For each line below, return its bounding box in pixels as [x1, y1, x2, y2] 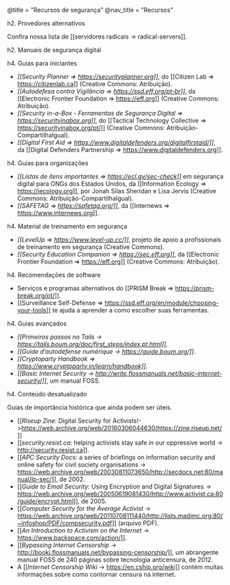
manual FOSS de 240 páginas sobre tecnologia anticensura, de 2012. [16, 555, 214, 564]
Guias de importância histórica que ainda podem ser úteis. [7, 403, 172, 412]
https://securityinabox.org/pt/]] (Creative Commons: [16, 124, 165, 131]
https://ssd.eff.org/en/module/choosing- [104, 299, 219, 307]
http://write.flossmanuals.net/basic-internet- [95, 370, 222, 377]
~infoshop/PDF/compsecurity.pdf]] [16, 519, 117, 527]
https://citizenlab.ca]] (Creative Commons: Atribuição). [16, 80, 173, 88]
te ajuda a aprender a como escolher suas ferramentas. [52, 306, 209, 314]
